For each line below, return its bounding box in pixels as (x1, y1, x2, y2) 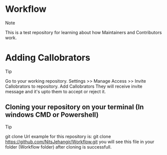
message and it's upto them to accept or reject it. (5, 88, 106, 95)
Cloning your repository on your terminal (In (5, 103, 144, 111)
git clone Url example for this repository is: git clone (5, 133, 111, 139)
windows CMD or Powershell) (5, 110, 99, 119)
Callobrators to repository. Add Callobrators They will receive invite (5, 83, 143, 89)
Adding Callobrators (5, 52, 90, 63)
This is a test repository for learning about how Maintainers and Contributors (5, 29, 162, 35)
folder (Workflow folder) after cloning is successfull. (5, 144, 112, 150)
